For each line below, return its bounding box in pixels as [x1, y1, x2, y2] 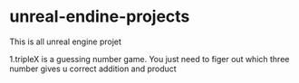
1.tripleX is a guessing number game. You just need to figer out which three [9, 53, 290, 64]
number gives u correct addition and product [9, 63, 177, 74]
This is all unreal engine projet [9, 36, 122, 47]
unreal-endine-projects [9, 6, 190, 27]
